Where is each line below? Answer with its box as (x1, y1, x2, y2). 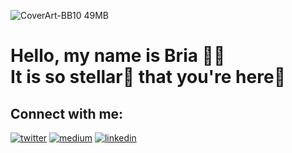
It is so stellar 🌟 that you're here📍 (10, 66, 286, 89)
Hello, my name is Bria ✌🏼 (10, 45, 226, 67)
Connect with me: (10, 105, 124, 122)
